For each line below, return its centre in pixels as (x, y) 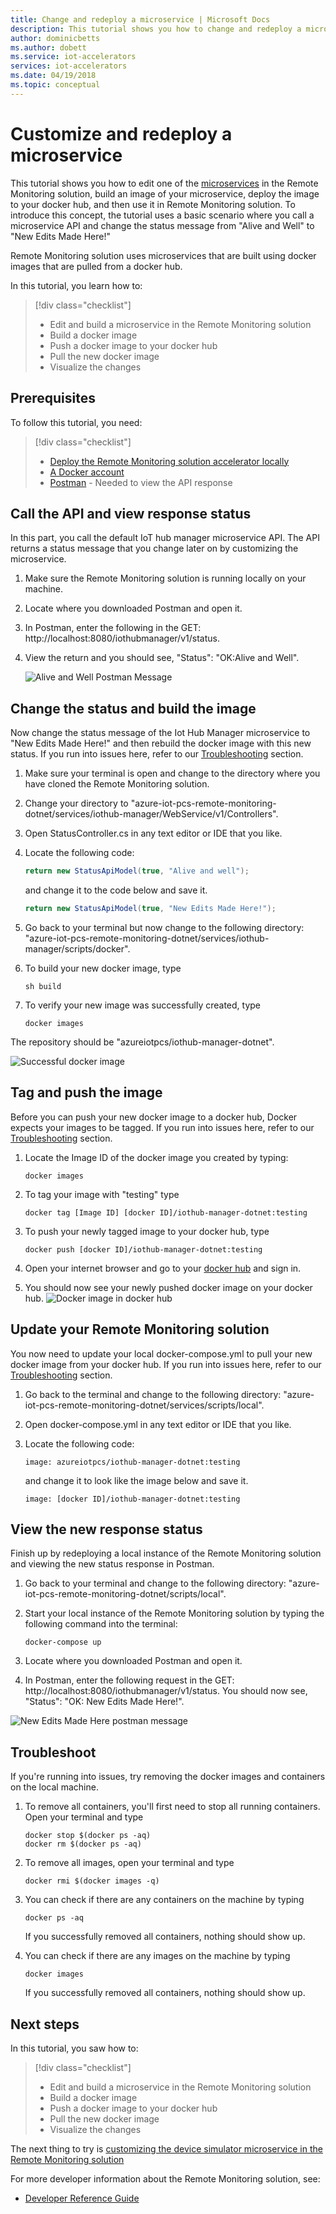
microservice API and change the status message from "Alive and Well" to (162, 225)
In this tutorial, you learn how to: (76, 285)
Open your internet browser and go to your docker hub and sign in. (163, 1268)
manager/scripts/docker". (77, 948)
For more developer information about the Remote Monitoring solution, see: (165, 2178)
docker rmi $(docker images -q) (92, 1881)
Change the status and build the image (133, 708)
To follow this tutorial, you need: (76, 422)
